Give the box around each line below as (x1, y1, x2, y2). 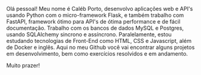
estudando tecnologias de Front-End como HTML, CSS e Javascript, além (6, 37, 192, 44)
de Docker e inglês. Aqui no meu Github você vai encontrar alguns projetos (6, 44, 195, 51)
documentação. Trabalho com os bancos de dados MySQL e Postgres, (6, 24, 184, 31)
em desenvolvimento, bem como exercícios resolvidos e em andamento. (6, 50, 188, 57)
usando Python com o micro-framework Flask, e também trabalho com (6, 11, 185, 19)
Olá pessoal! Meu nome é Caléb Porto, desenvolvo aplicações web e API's (6, 5, 193, 12)
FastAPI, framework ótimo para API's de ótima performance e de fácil (6, 18, 181, 25)
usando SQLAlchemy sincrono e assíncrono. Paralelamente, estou (6, 31, 172, 38)
